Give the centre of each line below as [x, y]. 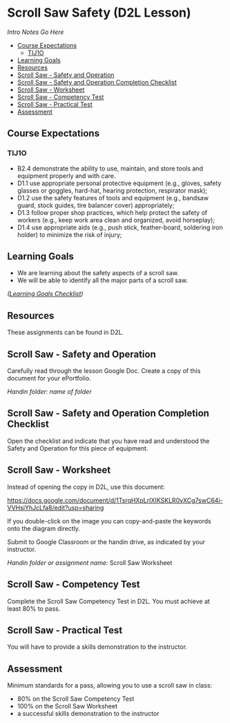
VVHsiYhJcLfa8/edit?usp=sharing [56, 507]
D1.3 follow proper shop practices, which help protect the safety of [112, 212]
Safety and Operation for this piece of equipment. [78, 448]
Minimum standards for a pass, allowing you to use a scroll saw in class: [110, 686]
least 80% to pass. [34, 609]
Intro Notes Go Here [36, 32]
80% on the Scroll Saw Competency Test [76, 699]
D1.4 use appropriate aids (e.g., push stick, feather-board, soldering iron [120, 227]
